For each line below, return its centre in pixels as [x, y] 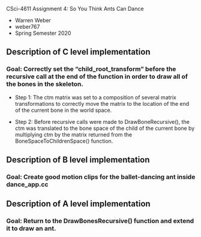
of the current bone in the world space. [63, 110]
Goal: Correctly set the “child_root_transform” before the [91, 69]
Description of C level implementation [78, 52]
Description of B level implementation [78, 160]
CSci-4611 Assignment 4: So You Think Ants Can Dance [75, 9]
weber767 [27, 27]
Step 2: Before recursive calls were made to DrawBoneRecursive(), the [102, 122]
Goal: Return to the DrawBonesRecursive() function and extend [100, 221]
